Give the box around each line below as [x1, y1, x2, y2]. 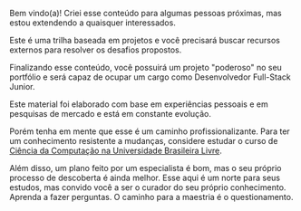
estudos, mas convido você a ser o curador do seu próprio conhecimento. [9, 182, 286, 193]
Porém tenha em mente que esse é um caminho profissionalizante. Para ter [9, 126, 290, 137]
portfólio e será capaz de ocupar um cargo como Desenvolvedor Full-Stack [9, 72, 292, 82]
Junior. [9, 82, 35, 91]
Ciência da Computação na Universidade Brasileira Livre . [9, 145, 222, 156]
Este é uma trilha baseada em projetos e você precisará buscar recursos [9, 35, 281, 45]
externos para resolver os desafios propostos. [9, 44, 182, 55]
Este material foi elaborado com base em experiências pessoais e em [9, 99, 269, 110]
